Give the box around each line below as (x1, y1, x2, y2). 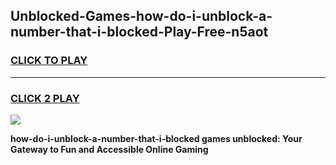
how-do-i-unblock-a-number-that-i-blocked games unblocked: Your (10, 132, 303, 144)
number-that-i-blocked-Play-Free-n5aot (10, 24, 269, 41)
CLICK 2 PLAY (10, 91, 80, 105)
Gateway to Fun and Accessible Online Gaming (10, 143, 209, 155)
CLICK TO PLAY (10, 54, 88, 68)
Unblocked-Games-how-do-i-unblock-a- (10, 8, 273, 25)
